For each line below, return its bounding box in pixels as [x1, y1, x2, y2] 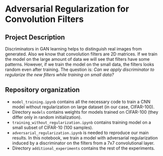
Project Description [5, 33, 65, 41]
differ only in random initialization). [12, 114, 82, 120]
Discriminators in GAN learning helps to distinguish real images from [5, 46, 142, 52]
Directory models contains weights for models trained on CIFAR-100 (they [12, 109, 159, 115]
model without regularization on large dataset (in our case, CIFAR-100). [12, 104, 155, 110]
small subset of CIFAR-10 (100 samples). [12, 124, 93, 130]
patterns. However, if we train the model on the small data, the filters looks [5, 62, 154, 67]
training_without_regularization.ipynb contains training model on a [12, 119, 151, 125]
